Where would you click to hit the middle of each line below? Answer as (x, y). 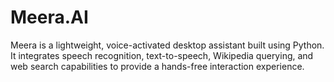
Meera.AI (49, 17)
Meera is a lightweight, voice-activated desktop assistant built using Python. (167, 45)
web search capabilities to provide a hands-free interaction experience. (157, 66)
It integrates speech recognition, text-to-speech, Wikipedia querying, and (162, 55)
